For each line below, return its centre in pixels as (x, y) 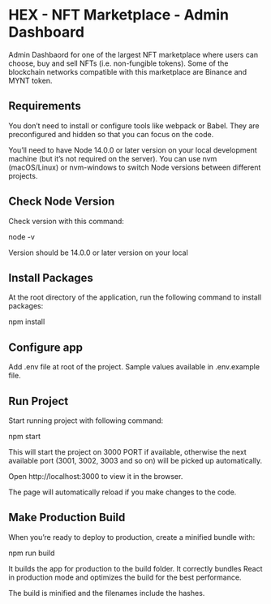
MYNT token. (30, 80)
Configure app (46, 347)
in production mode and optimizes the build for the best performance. (125, 577)
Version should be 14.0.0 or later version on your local (98, 252)
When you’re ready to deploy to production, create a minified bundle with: (132, 537)
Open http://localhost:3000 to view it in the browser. (96, 476)
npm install (27, 321)
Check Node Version (62, 202)
